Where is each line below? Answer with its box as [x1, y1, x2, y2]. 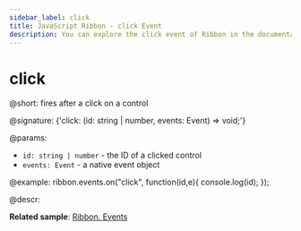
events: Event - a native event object [21, 159, 160, 170]
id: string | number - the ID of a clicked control [21, 150, 202, 161]
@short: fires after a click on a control [9, 98, 149, 108]
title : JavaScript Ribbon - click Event [9, 21, 163, 30]
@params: [9, 133, 47, 143]
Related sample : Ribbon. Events [9, 211, 128, 222]
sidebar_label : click [9, 13, 90, 22]
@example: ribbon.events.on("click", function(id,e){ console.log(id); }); [9, 176, 271, 188]
